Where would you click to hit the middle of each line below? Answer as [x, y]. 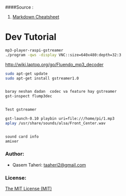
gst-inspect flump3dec [29, 96]
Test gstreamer [21, 110]
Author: [15, 154]
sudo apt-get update [27, 74]
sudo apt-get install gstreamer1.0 [42, 78]
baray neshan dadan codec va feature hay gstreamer [61, 92]
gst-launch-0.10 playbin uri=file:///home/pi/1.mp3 [60, 119]
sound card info [22, 137]
